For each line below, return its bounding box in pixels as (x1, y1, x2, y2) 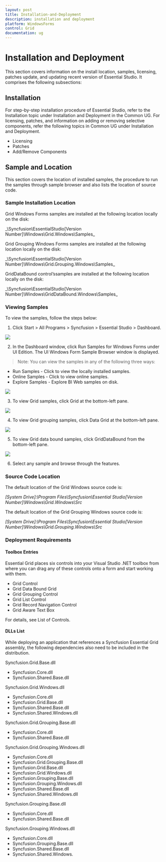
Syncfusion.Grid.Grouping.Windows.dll (5, 744, 85, 750)
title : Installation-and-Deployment (5, 12, 81, 17)
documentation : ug (5, 30, 43, 35)
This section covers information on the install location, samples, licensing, (5, 68, 157, 74)
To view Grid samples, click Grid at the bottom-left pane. (12, 398, 129, 404)
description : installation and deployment (5, 16, 95, 21)
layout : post (5, 7, 32, 12)
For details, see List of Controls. (5, 616, 71, 622)
